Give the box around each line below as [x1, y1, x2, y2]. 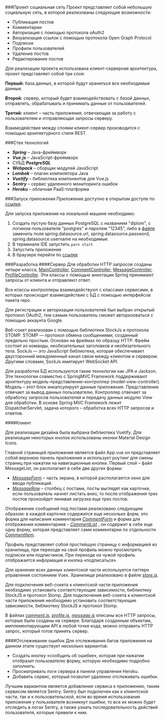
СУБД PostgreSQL [12, 160, 51, 165]
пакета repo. [5, 297, 32, 303]
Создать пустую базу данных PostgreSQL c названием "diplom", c [12, 220, 151, 226]
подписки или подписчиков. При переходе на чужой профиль [5, 552, 135, 558]
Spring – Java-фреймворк [12, 150, 67, 155]
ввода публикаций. [12, 480, 53, 486]
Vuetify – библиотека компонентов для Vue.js [12, 176, 109, 181]
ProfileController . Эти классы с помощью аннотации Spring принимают [5, 272, 154, 278]
